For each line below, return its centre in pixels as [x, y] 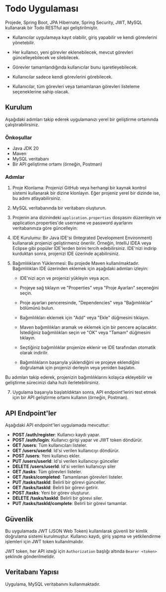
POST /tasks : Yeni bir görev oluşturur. [51, 493]
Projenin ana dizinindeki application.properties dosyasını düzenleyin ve [87, 218]
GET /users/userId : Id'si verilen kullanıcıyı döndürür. [66, 451]
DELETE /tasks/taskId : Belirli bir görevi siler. [57, 498]
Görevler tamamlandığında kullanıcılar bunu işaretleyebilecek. [75, 67]
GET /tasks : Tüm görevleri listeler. [47, 472]
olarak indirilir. [34, 353]
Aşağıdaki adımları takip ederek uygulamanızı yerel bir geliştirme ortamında [82, 119]
